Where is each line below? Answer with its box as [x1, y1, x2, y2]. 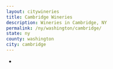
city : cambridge [6, 42, 46, 48]
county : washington [6, 36, 54, 42]
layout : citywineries [6, 8, 60, 15]
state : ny [6, 31, 31, 37]
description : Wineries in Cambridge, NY [6, 19, 108, 25]
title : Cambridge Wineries [6, 14, 73, 20]
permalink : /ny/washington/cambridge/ [6, 25, 102, 31]
